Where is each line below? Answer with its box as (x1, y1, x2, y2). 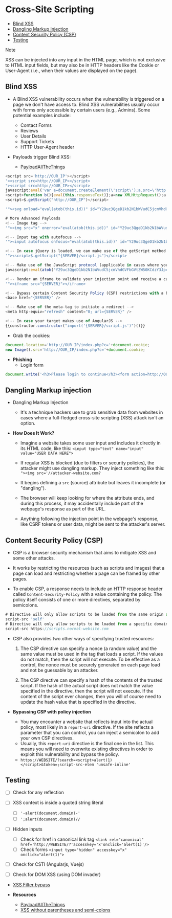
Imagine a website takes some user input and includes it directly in (20, 440, 161, 446)
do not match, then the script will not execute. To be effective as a (20, 656, 160, 662)
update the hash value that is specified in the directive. (20, 699, 136, 705)
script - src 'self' (5, 616, 45, 622)
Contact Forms (20, 122, 52, 128)
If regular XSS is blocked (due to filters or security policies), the (20, 460, 155, 466)
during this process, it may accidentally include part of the (20, 500, 143, 507)
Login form (20, 362, 44, 368)
